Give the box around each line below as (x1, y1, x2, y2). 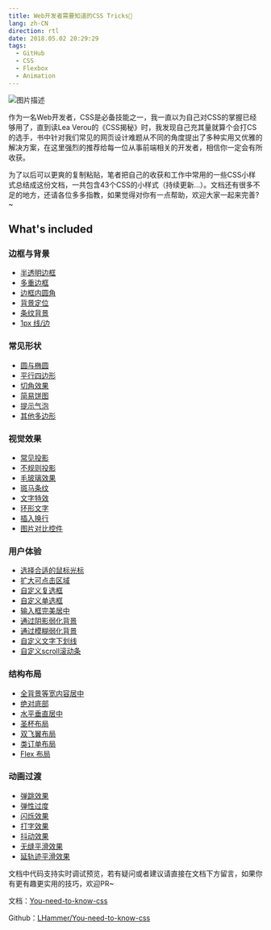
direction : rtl (8, 27, 60, 35)
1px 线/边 (19, 318, 51, 328)
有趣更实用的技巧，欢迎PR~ (22, 878, 115, 888)
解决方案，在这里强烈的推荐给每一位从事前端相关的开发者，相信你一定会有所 (8, 142, 263, 152)
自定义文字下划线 (19, 636, 77, 646)
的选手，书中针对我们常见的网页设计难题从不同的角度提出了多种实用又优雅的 (8, 132, 263, 142)
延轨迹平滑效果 (19, 851, 70, 861)
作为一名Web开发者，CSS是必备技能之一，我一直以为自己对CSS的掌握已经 (8, 112, 257, 122)
